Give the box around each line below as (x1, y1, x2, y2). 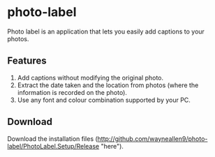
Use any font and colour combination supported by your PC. (17, 96, 191, 104)
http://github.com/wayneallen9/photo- (97, 134, 208, 143)
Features (7, 55, 47, 67)
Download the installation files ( (7, 134, 98, 143)
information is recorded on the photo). (17, 88, 128, 96)
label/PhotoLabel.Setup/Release (7, 142, 100, 150)
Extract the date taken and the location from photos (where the (17, 81, 199, 89)
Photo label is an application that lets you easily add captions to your (7, 27, 205, 36)
